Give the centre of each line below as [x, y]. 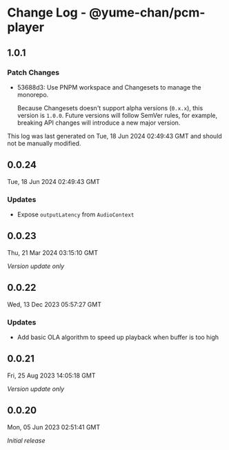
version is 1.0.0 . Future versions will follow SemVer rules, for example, [117, 115]
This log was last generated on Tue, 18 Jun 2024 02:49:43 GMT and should [114, 136]
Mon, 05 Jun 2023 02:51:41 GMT [54, 427]
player [26, 27]
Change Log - [47, 13]
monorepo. [33, 94]
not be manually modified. [44, 143]
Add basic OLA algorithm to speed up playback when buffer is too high [118, 337]
